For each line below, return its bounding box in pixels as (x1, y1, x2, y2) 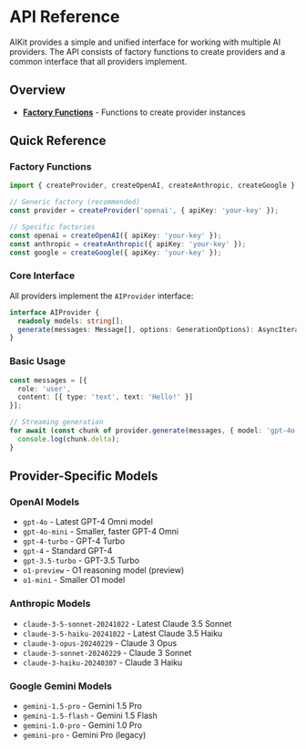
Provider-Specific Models (9, 468, 158, 484)
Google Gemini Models (9, 680, 112, 692)
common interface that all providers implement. (9, 56, 188, 67)
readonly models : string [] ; (17, 317, 125, 326)
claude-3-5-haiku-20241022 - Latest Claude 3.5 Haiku (22, 628, 223, 639)
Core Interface (9, 269, 76, 282)
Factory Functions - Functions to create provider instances (22, 107, 246, 118)
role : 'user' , (17, 384, 71, 393)
